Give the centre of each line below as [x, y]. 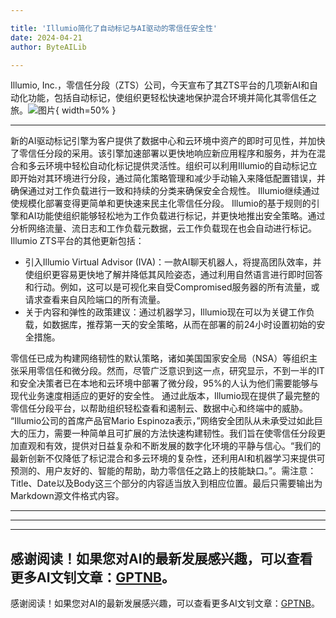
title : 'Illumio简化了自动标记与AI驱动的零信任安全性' [114, 28]
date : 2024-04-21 [46, 37]
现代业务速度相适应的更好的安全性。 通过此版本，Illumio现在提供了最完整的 [165, 396]
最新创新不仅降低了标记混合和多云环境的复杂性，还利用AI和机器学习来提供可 [168, 458]
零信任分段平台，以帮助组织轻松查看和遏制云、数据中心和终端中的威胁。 [159, 408]
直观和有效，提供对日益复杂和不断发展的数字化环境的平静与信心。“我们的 [170, 446]
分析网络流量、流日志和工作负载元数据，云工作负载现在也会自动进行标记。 [163, 228]
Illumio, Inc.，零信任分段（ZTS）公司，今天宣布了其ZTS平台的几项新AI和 [160, 85]
